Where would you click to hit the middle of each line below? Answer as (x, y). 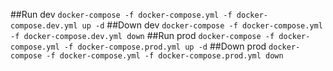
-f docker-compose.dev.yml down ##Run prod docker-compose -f (142, 35)
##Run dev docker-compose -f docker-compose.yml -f (121, 14)
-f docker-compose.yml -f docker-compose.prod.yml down (165, 56)
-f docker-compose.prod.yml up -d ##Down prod (165, 46)
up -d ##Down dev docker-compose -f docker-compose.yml (202, 25)
